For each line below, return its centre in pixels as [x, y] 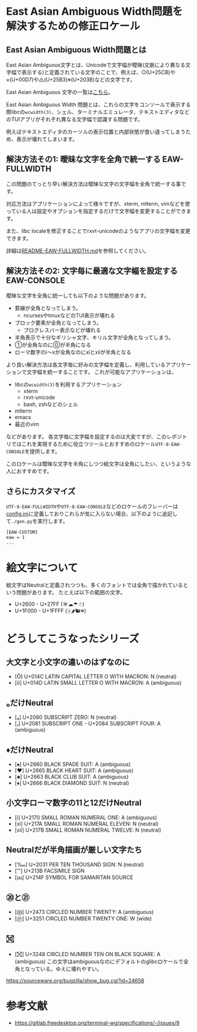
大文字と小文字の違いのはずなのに [68, 662]
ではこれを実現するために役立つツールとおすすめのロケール [83, 444]
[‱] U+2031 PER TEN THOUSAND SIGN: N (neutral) [79, 865]
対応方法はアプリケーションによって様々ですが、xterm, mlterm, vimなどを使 [98, 203]
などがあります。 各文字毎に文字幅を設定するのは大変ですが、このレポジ [94, 436]
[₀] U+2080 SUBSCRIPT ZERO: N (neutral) [66, 718]
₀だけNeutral [30, 703]
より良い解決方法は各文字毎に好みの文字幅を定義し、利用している [86, 364]
